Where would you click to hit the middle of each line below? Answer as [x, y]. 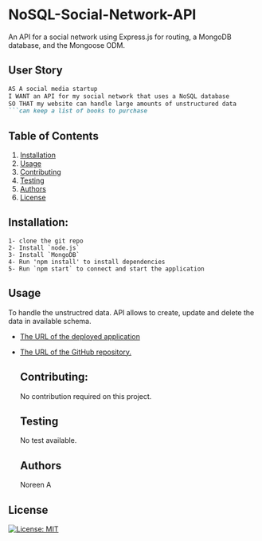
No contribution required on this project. [86, 396]
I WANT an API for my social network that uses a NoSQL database [119, 96]
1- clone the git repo [46, 241]
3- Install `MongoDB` [44, 255]
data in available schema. [50, 321]
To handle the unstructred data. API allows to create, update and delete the [131, 312]
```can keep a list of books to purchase [78, 111]
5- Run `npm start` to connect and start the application [106, 269]
